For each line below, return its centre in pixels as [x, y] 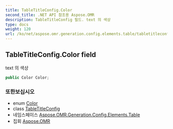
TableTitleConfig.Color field [51, 55]
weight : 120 [18, 29]
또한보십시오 [20, 91]
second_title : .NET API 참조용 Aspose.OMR [50, 15]
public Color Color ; [28, 78]
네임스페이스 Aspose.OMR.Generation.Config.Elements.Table [76, 115]
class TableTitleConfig [36, 108]
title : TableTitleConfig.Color [39, 10]
